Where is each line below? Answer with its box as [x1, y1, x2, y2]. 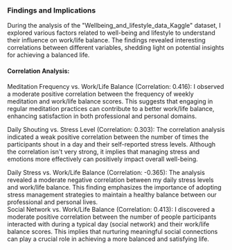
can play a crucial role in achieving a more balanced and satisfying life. [7, 235, 210, 243]
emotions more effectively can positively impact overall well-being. [7, 155, 199, 163]
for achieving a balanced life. [7, 51, 90, 59]
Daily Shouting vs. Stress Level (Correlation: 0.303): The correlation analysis [7, 125, 225, 133]
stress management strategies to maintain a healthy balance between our [7, 190, 217, 199]
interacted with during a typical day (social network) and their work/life [7, 219, 210, 228]
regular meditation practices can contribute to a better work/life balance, [7, 104, 215, 112]
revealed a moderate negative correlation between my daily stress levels [7, 176, 214, 184]
